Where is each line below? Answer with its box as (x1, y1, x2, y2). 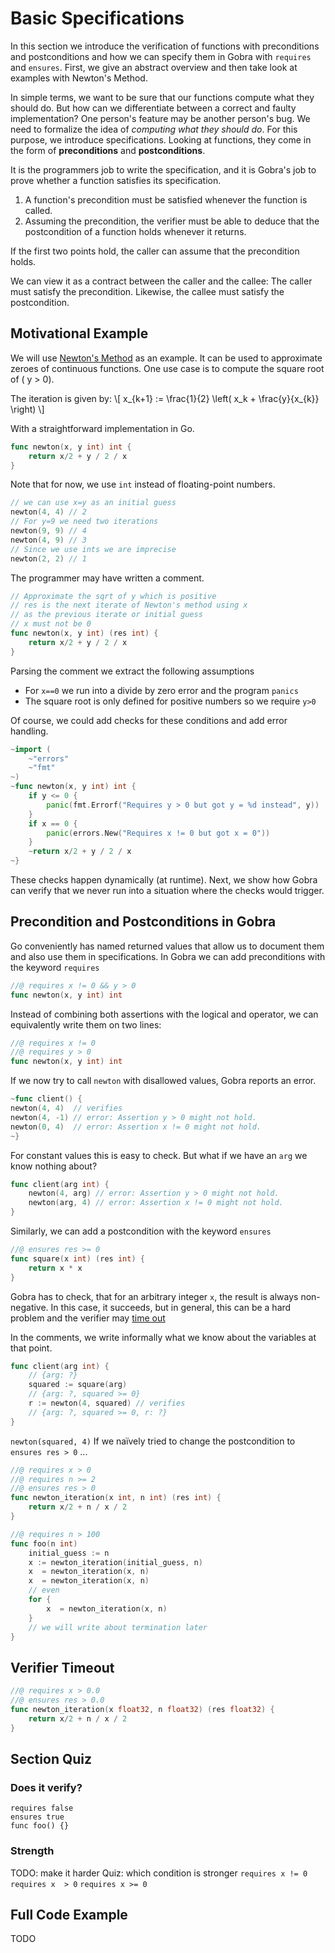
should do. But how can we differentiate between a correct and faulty (10, 102, 297, 114)
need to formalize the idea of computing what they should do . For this (10, 123, 298, 135)
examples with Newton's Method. (10, 72, 148, 84)
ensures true (10, 1812, 65, 1822)
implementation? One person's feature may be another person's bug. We (10, 112, 311, 124)
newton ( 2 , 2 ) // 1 (10, 553, 87, 564)
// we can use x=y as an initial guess (10, 498, 177, 508)
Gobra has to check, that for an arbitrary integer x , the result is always (10, 1290, 299, 1302)
